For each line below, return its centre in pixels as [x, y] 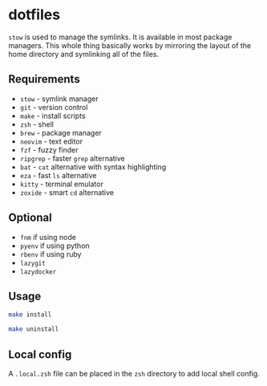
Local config [40, 354]
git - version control [54, 107]
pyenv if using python [55, 246]
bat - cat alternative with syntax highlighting [93, 167]
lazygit [32, 263]
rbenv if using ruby [51, 254]
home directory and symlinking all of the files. [84, 54]
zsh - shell [37, 124]
